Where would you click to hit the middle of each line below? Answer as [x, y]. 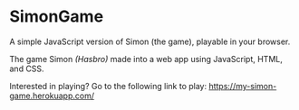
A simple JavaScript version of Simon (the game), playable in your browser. [150, 41]
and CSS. [27, 69]
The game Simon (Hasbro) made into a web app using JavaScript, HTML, [146, 59]
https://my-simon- [242, 86]
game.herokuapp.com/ [52, 96]
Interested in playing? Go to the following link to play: [108, 86]
